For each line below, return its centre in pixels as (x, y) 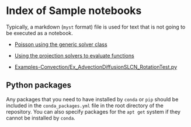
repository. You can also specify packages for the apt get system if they (93, 111)
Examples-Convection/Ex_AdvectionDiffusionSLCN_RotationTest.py (96, 67)
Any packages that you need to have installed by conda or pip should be (92, 99)
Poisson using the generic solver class (61, 44)
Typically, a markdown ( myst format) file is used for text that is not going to (96, 27)
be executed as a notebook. (39, 33)
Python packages (39, 85)
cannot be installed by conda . (41, 118)
